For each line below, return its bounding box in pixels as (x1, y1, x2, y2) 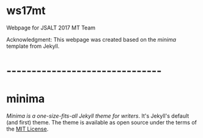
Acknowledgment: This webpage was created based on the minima (6, 36, 176, 43)
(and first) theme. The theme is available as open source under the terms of (6, 119, 197, 126)
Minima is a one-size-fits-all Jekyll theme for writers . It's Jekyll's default (6, 112, 190, 120)
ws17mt (6, 4, 46, 18)
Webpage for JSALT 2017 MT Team (6, 24, 96, 31)
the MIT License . (6, 125, 49, 132)
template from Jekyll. (6, 42, 60, 50)
